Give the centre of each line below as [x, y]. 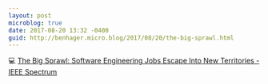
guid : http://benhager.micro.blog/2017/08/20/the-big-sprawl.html [121, 38]
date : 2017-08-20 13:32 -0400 [59, 30]
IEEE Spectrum [33, 72]
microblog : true [35, 23]
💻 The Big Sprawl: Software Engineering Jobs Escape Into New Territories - [134, 61]
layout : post [30, 15]
